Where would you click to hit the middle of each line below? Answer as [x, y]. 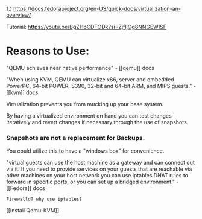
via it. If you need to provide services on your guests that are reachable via [99, 169]
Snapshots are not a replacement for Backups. [76, 138]
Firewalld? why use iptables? [44, 199]
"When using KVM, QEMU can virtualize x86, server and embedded [90, 79]
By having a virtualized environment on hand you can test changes [89, 116]
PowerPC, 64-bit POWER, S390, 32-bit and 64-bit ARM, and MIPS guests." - [101, 86]
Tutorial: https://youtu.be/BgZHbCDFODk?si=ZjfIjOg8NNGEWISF [87, 27]
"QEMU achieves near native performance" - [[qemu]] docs [80, 68]
